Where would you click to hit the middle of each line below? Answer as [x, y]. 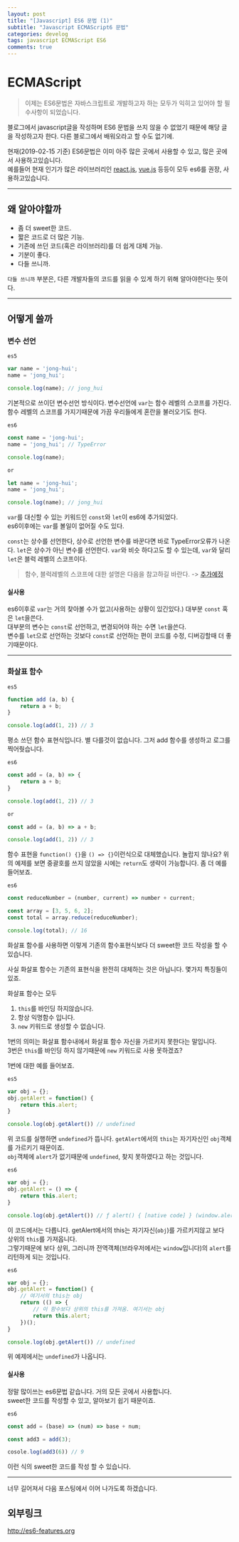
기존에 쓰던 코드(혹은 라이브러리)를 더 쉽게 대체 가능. [90, 245]
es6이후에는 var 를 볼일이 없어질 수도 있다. [66, 526]
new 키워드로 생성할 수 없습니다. [61, 1026]
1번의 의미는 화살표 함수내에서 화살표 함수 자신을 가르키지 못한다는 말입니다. [112, 1041]
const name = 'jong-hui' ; [46, 438]
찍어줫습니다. [26, 749]
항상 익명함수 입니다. [46, 1017]
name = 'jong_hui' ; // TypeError [57, 444]
